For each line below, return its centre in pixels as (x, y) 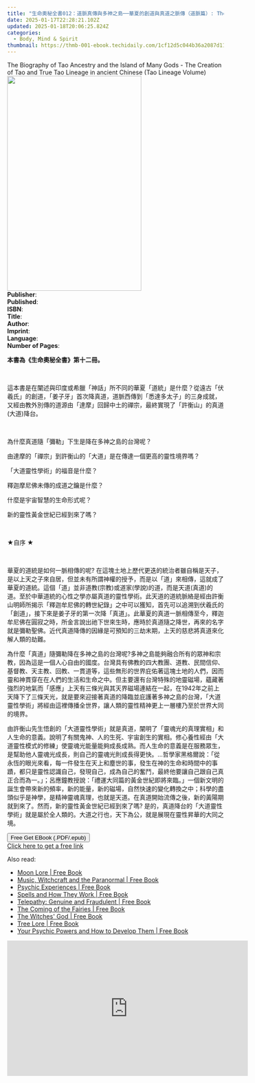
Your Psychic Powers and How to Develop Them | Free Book (103, 931)
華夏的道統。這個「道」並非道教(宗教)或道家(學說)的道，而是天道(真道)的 (110, 588)
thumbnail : (23, 45)
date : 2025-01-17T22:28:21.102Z (53, 20)
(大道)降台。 (25, 414)
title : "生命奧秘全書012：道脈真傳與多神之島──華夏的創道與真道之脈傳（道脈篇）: (111, 13)
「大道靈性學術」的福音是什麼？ (52, 471)
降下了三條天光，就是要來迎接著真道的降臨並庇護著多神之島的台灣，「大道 (117, 697)
